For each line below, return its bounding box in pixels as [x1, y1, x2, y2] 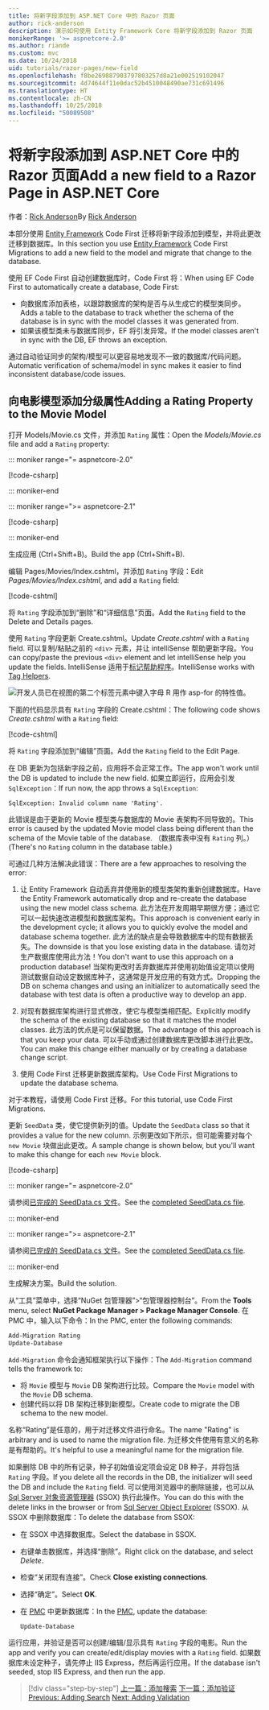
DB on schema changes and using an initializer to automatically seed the [19, 981, 260, 990]
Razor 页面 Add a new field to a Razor [8, 167, 257, 185]
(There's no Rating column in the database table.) [8, 842, 173, 852]
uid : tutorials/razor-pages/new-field [8, 64, 138, 72]
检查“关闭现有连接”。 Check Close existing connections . [19, 1572, 209, 1582]
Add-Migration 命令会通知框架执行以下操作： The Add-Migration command [8, 1354, 253, 1365]
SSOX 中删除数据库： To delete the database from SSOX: [8, 1512, 195, 1522]
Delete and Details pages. [8, 617, 94, 626]
